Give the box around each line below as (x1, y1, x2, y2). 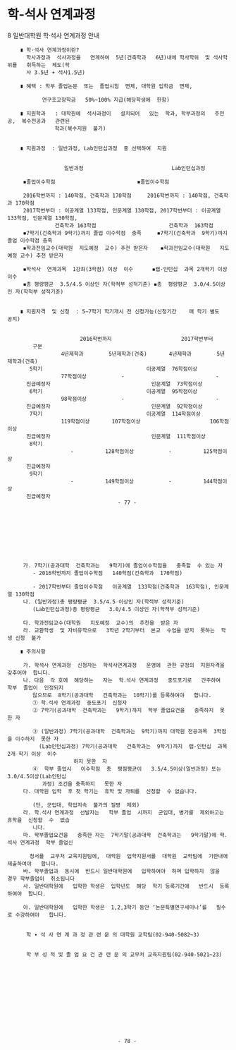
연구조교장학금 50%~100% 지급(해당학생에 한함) (42, 96, 170, 103)
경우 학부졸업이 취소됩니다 (7, 875, 75, 882)
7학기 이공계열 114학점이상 (29, 410, 201, 417)
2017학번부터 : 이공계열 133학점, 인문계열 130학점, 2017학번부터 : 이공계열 (23, 207, 221, 214)
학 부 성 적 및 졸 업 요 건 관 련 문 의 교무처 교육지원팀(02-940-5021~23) (25, 951, 223, 958)
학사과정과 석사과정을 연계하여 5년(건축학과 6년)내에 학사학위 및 (25, 54, 211, 61)
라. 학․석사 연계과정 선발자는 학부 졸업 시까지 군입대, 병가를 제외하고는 (23, 809, 224, 816)
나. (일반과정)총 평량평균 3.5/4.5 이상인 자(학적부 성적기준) (23, 598, 185, 605)
